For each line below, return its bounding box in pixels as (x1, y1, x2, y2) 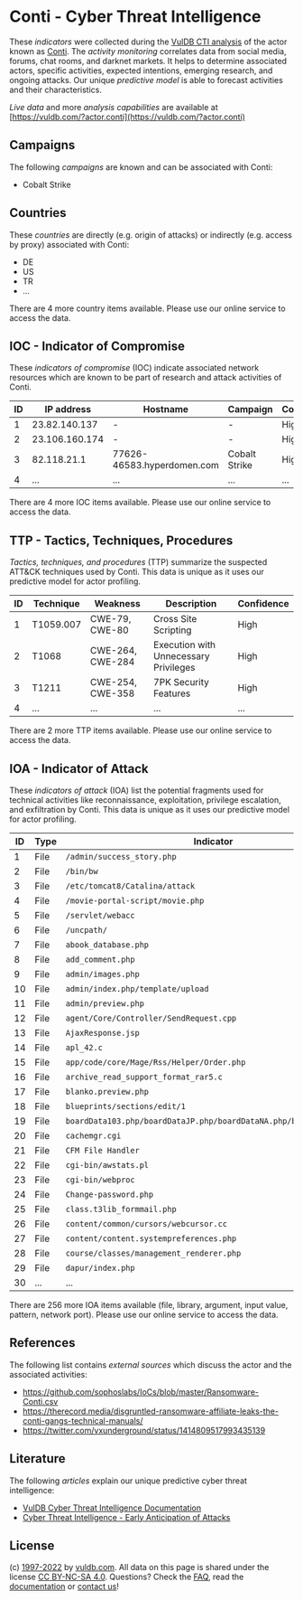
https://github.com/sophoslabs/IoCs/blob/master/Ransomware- (22, 1386, 260, 1398)
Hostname (142, 403, 189, 416)
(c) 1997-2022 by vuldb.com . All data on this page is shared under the (9, 1562, 270, 1573)
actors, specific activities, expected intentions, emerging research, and (9, 65, 273, 76)
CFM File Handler (65, 1145, 140, 1155)
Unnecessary (152, 650, 210, 663)
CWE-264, (89, 645, 138, 657)
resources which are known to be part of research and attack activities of (9, 372, 282, 383)
